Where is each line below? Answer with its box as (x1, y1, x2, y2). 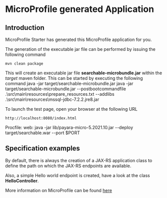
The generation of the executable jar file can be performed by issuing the (5, 46, 156, 52)
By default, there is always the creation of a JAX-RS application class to (5, 157, 153, 163)
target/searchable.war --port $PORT (5, 130, 80, 136)
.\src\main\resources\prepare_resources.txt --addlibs (5, 91, 115, 97)
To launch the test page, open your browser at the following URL (5, 106, 138, 112)
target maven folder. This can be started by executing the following (5, 75, 143, 81)
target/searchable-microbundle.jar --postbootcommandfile (5, 86, 126, 92)
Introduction (5, 23, 45, 32)
